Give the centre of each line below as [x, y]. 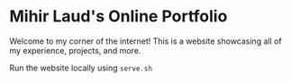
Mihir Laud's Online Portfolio [118, 16]
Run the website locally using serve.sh [81, 68]
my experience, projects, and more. [75, 50]
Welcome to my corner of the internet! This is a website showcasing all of [145, 41]
